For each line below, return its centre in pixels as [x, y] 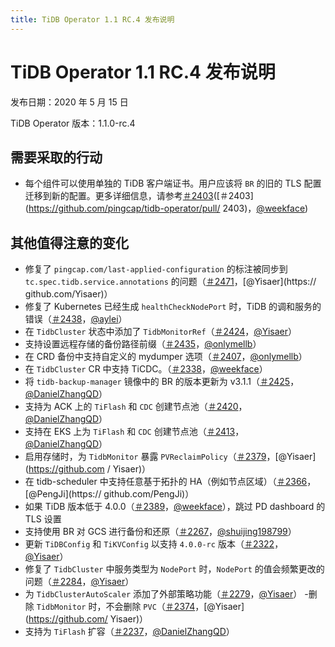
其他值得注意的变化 [69, 242]
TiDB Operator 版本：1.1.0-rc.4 [73, 123]
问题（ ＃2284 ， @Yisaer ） [79, 582]
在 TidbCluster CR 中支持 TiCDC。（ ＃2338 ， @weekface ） [146, 369]
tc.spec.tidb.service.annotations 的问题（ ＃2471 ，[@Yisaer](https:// [170, 282]
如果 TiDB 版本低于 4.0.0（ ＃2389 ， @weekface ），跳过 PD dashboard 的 [175, 507]
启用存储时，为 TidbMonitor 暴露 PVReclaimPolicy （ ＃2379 [145, 457]
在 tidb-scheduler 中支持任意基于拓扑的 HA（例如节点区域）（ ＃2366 [166, 482]
